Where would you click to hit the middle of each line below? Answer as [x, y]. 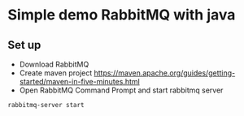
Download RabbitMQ [54, 64]
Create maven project [56, 73]
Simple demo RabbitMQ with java [122, 15]
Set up [24, 45]
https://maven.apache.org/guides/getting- [165, 73]
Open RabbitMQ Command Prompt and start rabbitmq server [121, 90]
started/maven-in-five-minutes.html [79, 82]
